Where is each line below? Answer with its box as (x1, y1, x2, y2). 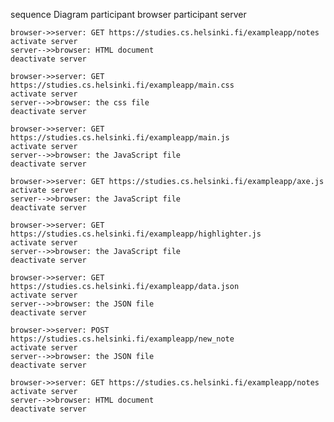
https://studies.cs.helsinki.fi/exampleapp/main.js (10, 133, 230, 143)
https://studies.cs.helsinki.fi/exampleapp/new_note (10, 334, 235, 344)
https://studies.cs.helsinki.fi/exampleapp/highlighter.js (10, 229, 262, 239)
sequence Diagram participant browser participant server (10, 9, 247, 20)
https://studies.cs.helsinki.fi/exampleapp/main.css (10, 80, 235, 90)
